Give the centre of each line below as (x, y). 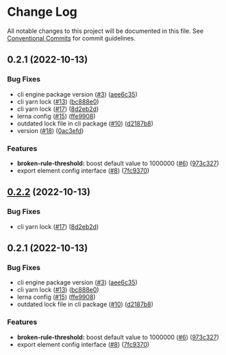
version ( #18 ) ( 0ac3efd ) (50, 130)
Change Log (42, 12)
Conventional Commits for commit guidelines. (71, 38)
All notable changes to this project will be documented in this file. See (105, 31)
